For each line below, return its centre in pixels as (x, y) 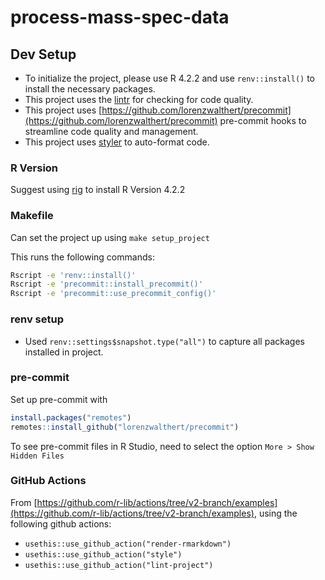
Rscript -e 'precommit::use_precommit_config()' (113, 294)
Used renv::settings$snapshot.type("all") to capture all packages (164, 341)
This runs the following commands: (82, 257)
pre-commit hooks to (263, 120)
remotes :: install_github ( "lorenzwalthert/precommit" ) (125, 427)
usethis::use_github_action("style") (103, 554)
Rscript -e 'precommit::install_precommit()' (106, 284)
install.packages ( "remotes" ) (71, 417)
